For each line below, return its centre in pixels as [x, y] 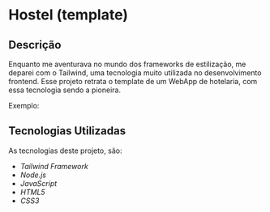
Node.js [33, 175]
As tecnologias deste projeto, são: [65, 151]
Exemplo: [24, 106]
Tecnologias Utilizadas [67, 131]
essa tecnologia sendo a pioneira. [65, 90]
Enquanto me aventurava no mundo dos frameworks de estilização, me [127, 64]
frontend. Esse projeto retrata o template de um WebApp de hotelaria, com [133, 81]
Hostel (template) [68, 15]
